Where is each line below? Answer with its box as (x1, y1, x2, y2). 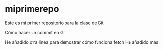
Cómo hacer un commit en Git (5, 29, 66, 35)
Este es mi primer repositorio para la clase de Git (5, 20, 104, 26)
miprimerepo (5, 3, 59, 15)
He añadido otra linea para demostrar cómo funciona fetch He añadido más (5, 39, 159, 45)
